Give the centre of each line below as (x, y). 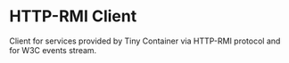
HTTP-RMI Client (73, 16)
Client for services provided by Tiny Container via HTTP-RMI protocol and (145, 41)
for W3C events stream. (53, 50)
